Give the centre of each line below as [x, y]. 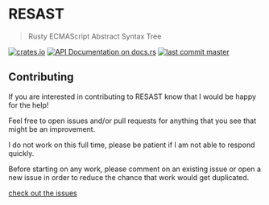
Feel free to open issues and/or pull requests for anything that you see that [132, 121]
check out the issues [43, 193]
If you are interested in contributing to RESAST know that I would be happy [132, 96]
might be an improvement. [52, 129]
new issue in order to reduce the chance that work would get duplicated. [129, 177]
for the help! [29, 105]
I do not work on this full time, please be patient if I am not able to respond [132, 145]
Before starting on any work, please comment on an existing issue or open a [135, 169]
